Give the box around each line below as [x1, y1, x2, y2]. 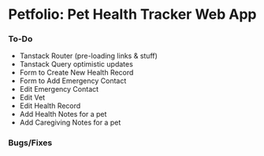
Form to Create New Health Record [19, 68, 134, 78]
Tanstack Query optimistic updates [19, 60, 134, 69]
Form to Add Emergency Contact [19, 76, 127, 85]
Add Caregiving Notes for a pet [19, 118, 121, 127]
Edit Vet [19, 93, 46, 103]
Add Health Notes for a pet [19, 110, 107, 119]
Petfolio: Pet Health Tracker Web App [8, 5, 257, 24]
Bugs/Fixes [8, 137, 53, 148]
